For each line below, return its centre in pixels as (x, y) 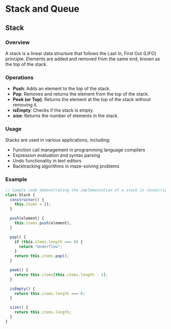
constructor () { (27, 200)
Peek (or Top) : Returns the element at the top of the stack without (82, 100)
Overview (18, 42)
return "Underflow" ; (40, 246)
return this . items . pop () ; (42, 256)
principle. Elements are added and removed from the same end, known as (83, 59)
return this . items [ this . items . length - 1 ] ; (61, 275)
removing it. (25, 105)
